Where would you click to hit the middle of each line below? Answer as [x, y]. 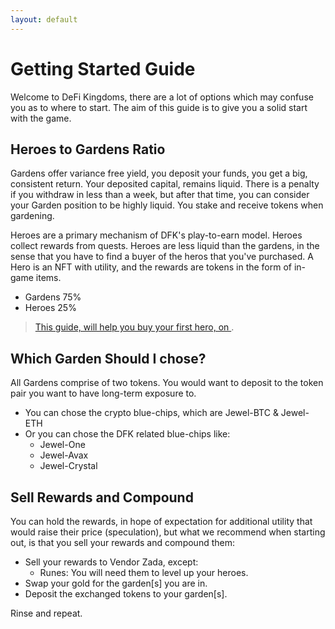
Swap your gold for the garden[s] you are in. [116, 583]
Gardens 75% [53, 297]
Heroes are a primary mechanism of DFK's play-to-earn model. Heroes [156, 235]
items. [48, 278]
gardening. [32, 216]
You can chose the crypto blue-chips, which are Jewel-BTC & [151, 413]
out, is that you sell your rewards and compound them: [122, 542]
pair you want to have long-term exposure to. [103, 393]
